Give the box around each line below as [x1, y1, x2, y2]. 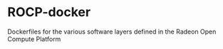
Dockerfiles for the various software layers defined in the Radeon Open [7, 27, 217, 36]
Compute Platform [7, 34, 61, 43]
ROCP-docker [7, 4, 91, 20]
